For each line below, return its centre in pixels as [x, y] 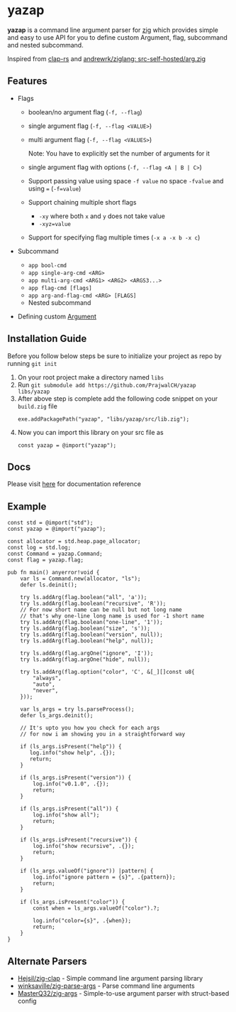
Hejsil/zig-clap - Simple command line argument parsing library [110, 978]
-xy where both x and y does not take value [102, 216]
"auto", [44, 684]
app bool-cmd [47, 265]
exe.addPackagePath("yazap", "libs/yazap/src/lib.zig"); [103, 419]
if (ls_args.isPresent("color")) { [73, 902]
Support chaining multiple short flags [82, 202]
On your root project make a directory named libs [91, 377]
